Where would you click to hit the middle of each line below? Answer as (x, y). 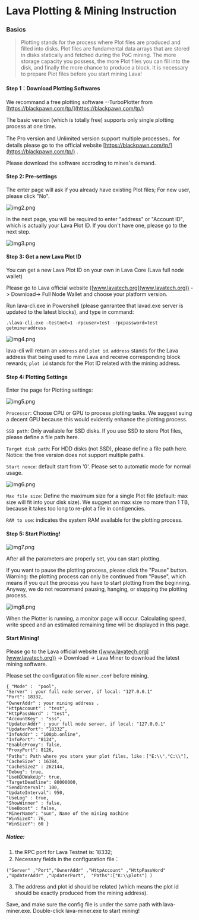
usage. (15, 473)
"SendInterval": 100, (33, 787)
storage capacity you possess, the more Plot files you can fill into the (105, 61)
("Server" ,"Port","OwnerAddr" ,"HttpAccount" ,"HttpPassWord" (86, 870)
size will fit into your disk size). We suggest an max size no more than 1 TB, (98, 502)
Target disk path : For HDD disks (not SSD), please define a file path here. (97, 449)
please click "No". (28, 196)
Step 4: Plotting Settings (37, 377)
